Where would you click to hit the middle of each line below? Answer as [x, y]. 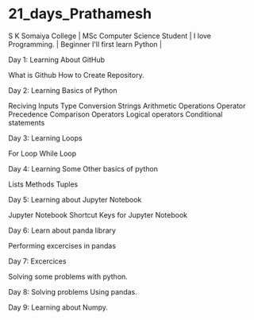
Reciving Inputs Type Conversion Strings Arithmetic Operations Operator [127, 106]
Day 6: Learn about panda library [62, 230]
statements [27, 122]
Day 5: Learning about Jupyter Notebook [75, 199]
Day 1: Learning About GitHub [57, 60]
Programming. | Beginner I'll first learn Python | [85, 44]
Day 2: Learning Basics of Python [63, 90]
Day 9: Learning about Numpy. [58, 307]
